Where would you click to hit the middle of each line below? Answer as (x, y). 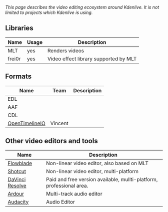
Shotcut (17, 172)
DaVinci (17, 180)
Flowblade (20, 163)
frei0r (14, 58)
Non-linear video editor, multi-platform (92, 172)
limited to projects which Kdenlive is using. (49, 12)
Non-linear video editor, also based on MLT (97, 163)
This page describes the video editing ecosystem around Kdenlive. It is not (82, 7)
